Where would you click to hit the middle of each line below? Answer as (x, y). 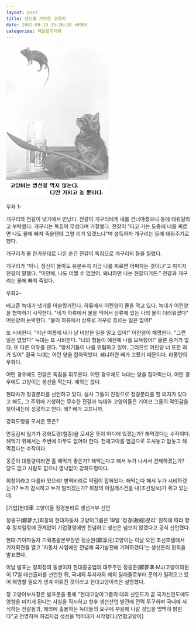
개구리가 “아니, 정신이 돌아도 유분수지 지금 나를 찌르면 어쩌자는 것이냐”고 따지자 (97, 266)
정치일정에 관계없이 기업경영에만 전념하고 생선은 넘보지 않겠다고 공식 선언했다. (101, 528)
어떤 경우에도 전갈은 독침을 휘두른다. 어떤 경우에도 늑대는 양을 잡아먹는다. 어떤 (95, 375)
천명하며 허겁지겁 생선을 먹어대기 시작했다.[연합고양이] (82, 616)
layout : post (22, 12)
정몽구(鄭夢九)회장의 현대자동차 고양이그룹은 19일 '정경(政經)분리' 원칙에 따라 (95, 520)
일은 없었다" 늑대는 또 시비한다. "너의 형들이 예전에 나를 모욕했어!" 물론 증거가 (94, 340)
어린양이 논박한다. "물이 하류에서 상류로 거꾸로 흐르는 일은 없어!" (80, 320)
